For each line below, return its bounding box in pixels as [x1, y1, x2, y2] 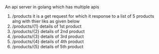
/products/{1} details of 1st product [12, 23, 82, 29]
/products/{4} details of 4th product [12, 39, 84, 44]
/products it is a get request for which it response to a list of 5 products [12, 13, 154, 19]
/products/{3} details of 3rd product [12, 33, 84, 39]
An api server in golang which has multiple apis [5, 4, 99, 10]
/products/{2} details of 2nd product [12, 29, 85, 34]
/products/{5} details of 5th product [12, 44, 84, 49]
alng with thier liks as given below [12, 19, 80, 24]
